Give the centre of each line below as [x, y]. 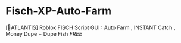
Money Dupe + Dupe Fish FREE [44, 33]
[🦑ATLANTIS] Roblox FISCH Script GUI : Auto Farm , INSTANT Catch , [90, 27]
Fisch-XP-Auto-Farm [58, 11]
